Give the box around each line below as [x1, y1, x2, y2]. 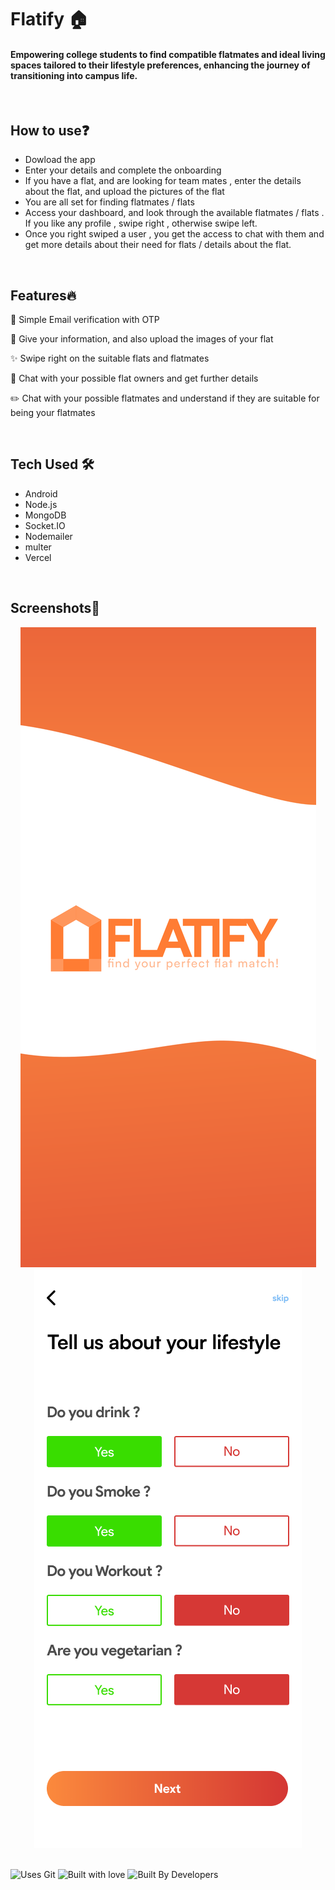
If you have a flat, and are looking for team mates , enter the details [24, 175, 302, 187]
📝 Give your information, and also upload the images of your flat [10, 333, 274, 345]
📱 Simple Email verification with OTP [10, 314, 160, 326]
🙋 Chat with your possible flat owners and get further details [10, 372, 259, 385]
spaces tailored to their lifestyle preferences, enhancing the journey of [10, 59, 311, 71]
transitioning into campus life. [10, 69, 138, 81]
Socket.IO [24, 519, 66, 531]
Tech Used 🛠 [10, 456, 95, 473]
